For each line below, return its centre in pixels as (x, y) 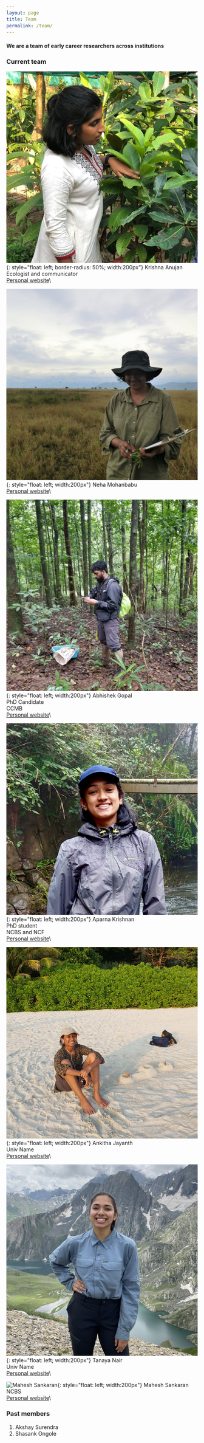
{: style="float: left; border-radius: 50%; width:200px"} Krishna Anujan (95, 267)
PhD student (22, 926)
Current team (26, 61)
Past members (28, 1414)
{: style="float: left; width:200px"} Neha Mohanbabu (72, 485)
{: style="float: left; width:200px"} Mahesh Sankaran (123, 1385)
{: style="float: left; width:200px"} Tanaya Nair (64, 1360)
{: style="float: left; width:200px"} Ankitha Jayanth (70, 1143)
